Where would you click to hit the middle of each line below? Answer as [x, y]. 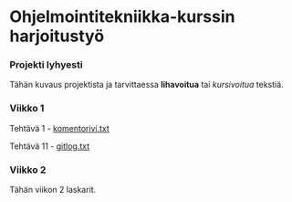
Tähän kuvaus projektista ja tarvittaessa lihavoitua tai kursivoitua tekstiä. [147, 85]
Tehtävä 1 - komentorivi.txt [59, 128]
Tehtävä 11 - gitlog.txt [50, 146]
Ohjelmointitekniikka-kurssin [122, 17]
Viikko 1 [27, 109]
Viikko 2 [28, 169]
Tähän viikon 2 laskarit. [53, 190]
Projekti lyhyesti [47, 65]
